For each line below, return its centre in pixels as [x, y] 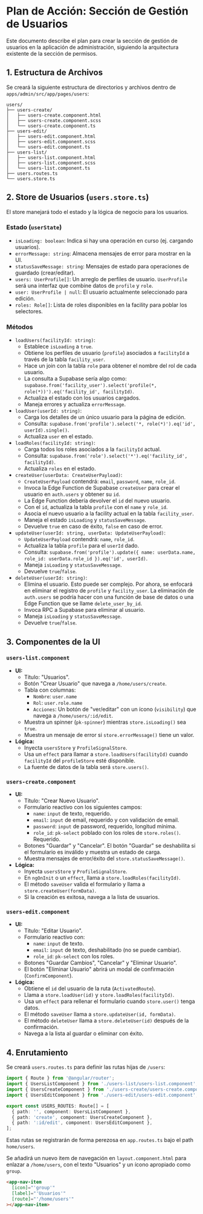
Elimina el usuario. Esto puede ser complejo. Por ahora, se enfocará [108, 584]
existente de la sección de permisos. [52, 53]
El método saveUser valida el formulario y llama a [84, 885]
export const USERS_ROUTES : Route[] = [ [58, 1106]
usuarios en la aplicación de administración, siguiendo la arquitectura [92, 47]
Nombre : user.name [55, 696]
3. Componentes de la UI [53, 642]
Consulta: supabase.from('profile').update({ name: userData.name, [110, 552]
